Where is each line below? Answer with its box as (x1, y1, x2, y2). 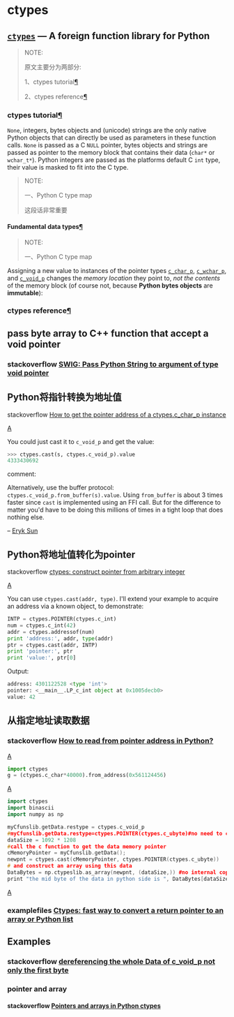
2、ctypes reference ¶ (24, 93, 88, 101)
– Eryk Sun (7, 526, 38, 535)
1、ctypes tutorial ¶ (24, 77, 79, 86)
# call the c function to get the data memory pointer (7, 843, 167, 850)
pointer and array (7, 983, 68, 993)
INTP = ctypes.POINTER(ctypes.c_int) (7, 616, 117, 623)
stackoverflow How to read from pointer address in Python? (7, 736, 214, 745)
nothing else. (7, 513, 45, 521)
